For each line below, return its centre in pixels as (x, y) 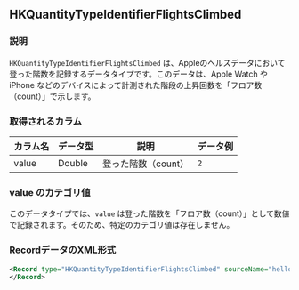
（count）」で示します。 (53, 96)
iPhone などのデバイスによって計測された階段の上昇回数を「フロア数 (136, 85)
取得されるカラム (46, 121)
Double (73, 163)
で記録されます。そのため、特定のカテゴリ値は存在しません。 (122, 225)
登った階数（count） (145, 164)
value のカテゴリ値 (50, 192)
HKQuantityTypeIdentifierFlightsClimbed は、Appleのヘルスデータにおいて (147, 62)
